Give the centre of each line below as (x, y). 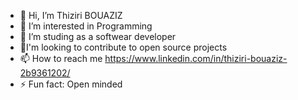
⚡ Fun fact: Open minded (71, 84)
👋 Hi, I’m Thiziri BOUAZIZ (71, 15)
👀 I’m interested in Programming (86, 26)
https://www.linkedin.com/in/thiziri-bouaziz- (196, 58)
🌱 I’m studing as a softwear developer (98, 36)
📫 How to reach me (61, 58)
